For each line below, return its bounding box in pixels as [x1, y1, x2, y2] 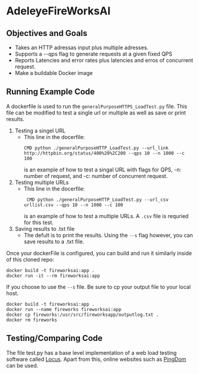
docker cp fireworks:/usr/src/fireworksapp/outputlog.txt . [6, 312, 160, 318]
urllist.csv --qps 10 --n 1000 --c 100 [23, 202, 124, 208]
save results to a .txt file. [23, 238, 85, 245]
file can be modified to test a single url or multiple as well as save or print [6, 109, 186, 116]
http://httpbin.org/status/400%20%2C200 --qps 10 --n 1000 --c [23, 150, 185, 156]
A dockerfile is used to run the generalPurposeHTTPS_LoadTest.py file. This [6, 102, 188, 110]
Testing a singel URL [14, 127, 66, 134]
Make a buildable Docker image [14, 70, 93, 76]
